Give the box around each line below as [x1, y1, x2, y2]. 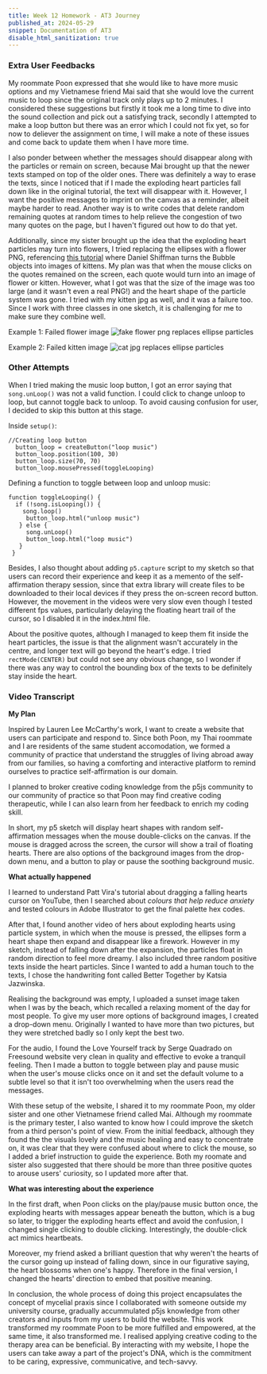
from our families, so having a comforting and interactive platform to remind [8, 758, 257, 768]
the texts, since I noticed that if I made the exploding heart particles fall [8, 178, 241, 188]
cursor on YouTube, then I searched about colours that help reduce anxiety [8, 896, 254, 906]
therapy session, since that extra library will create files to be [45, 579, 245, 589]
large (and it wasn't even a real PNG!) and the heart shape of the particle [8, 286, 246, 296]
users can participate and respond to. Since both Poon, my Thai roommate [8, 733, 253, 743]
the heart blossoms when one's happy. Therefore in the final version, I [8, 1265, 238, 1275]
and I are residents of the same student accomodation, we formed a [8, 741, 230, 751]
